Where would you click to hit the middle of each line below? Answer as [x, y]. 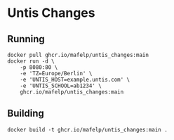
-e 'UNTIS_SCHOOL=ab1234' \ [61, 86]
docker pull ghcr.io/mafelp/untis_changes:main [78, 55]
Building [26, 114]
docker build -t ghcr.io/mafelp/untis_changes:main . [88, 129]
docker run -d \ [31, 61]
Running [26, 39]
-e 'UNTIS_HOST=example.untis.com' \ [75, 79]
